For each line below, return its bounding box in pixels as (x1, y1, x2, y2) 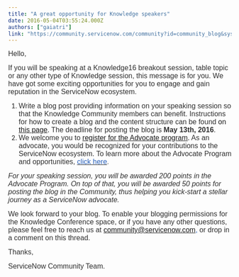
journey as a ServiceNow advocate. (8, 196, 120, 204)
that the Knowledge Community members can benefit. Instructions (18, 110, 226, 118)
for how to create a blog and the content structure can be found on (18, 118, 226, 126)
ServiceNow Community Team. (8, 262, 106, 271)
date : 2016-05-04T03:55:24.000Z (8, 17, 104, 24)
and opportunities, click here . (18, 157, 109, 166)
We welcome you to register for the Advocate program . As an (18, 134, 210, 142)
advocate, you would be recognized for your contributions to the (18, 142, 218, 150)
